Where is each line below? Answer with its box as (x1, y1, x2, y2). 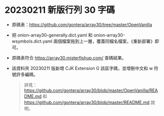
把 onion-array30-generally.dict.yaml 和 (11, 32, 93, 38)
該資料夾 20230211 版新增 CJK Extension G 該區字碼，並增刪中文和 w (11, 65, 153, 71)
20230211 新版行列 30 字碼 (4, 4, 115, 16)
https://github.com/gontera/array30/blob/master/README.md (24, 99, 150, 105)
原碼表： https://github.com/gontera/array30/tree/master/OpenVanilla (11, 22, 152, 28)
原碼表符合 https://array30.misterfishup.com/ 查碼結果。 (11, 55, 127, 60)
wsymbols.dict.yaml (11, 38, 53, 44)
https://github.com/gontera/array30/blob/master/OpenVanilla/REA (24, 87, 158, 93)
